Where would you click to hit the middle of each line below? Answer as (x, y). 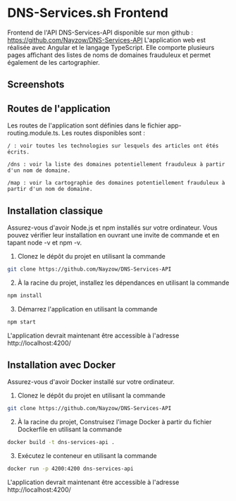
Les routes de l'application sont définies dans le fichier (87, 125)
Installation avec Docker (62, 365)
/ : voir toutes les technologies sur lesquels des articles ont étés (113, 146)
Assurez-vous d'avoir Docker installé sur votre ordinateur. (91, 382)
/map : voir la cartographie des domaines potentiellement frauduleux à (116, 183)
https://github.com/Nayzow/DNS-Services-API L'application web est (107, 39)
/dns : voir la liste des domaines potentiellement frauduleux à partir (116, 165)
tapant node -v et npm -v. (45, 242)
